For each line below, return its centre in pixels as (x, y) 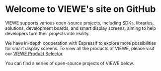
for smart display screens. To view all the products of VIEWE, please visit (80, 48)
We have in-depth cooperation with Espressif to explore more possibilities (81, 43)
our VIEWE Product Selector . (34, 54)
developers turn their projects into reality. (47, 33)
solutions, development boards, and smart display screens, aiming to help (81, 28)
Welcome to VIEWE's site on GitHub (80, 9)
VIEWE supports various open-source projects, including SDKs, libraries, (80, 23)
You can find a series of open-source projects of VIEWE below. (70, 63)
